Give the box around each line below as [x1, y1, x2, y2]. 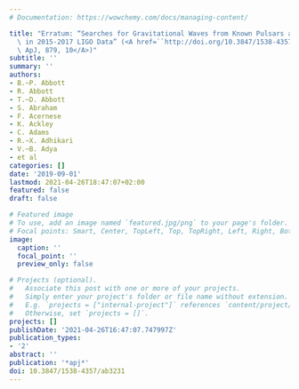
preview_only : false [17, 259, 93, 269]
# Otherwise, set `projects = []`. [9, 308, 149, 318]
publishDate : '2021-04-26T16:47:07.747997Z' [9, 325, 177, 334]
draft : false [9, 194, 58, 203]
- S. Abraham [9, 103, 58, 112]
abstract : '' [9, 350, 58, 360]
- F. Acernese [9, 112, 62, 121]
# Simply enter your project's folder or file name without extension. [9, 292, 289, 301]
